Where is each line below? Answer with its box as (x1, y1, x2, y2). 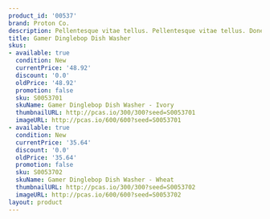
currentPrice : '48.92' (15, 64, 92, 72)
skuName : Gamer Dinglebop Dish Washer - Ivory (15, 101, 174, 109)
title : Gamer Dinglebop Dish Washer (8, 34, 131, 43)
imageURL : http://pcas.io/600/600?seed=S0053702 (15, 190, 182, 199)
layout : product (8, 198, 63, 206)
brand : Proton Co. (8, 19, 70, 27)
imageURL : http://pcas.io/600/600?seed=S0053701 (15, 116, 182, 124)
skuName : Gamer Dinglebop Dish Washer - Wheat (15, 176, 174, 185)
